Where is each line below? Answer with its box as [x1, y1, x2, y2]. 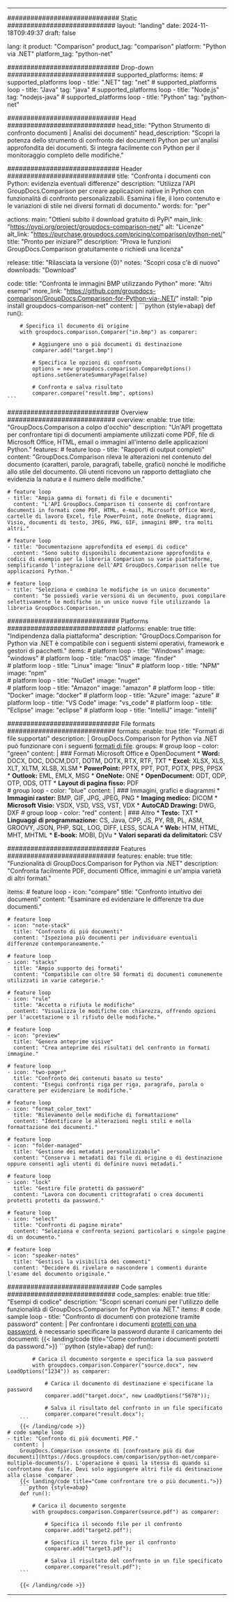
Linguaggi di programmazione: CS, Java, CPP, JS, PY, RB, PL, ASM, [7, 816, 204, 824]
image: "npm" [7, 669, 47, 677]
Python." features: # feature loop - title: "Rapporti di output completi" [7, 445, 205, 453]
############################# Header [7, 165, 143, 173]
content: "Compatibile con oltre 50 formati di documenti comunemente [13, 971, 223, 978]
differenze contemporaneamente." [7, 940, 104, 947]
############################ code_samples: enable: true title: [7, 1290, 210, 1298]
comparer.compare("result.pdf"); [44, 1564, 141, 1571]
